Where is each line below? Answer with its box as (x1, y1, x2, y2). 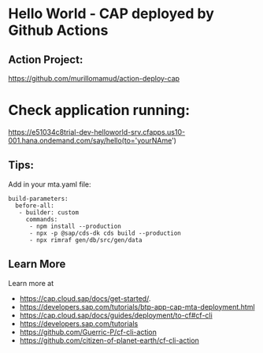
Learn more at (8, 278, 54, 288)
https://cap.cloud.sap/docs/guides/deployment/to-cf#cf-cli (19, 310, 213, 320)
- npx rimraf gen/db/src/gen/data (28, 236, 143, 244)
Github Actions (8, 21, 109, 39)
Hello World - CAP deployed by (8, 5, 215, 23)
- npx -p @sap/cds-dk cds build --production (28, 229, 181, 237)
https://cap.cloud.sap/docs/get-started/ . (19, 293, 151, 303)
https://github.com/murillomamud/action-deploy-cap (8, 74, 180, 83)
